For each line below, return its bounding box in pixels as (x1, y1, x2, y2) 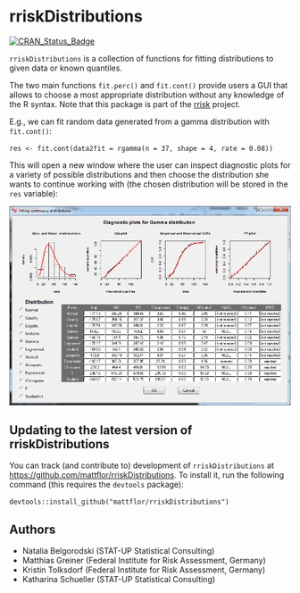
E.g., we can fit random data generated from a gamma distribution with (9, 116, 270, 127)
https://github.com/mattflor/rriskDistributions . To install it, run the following (9, 470, 285, 480)
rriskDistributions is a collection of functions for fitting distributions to (9, 53, 274, 63)
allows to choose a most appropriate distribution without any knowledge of (9, 89, 285, 100)
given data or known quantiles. (9, 63, 123, 73)
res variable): (9, 188, 58, 198)
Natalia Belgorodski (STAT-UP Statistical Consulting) (21, 546, 215, 556)
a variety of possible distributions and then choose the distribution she (9, 169, 270, 180)
